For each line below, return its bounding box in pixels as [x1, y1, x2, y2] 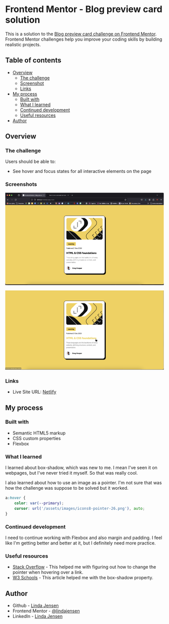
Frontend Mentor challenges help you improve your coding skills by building [5, 36, 162, 42]
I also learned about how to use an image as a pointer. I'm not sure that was [5, 480, 162, 486]
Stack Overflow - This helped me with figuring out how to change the [12, 564, 156, 570]
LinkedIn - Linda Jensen [12, 613, 63, 619]
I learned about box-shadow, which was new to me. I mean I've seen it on [5, 465, 157, 471]
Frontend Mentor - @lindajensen [12, 608, 80, 614]
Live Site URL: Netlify [12, 389, 57, 395]
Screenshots [5, 181, 37, 188]
